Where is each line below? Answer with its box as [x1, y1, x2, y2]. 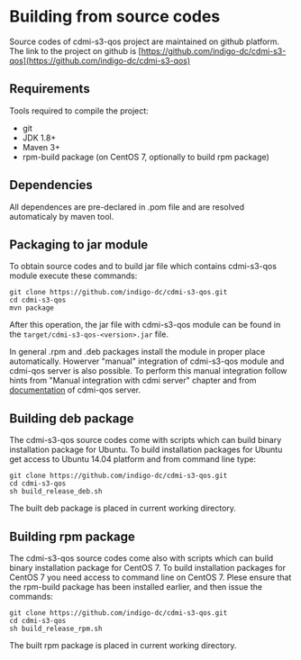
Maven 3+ [22, 141, 60, 152]
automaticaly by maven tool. [9, 211, 114, 222]
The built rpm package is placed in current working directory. [9, 640, 237, 650]
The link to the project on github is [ [9, 45, 141, 56]
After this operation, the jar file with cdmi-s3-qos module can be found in [9, 320, 281, 330]
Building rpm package [9, 529, 135, 544]
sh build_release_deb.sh [9, 487, 103, 496]
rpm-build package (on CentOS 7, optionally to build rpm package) [22, 151, 270, 162]
